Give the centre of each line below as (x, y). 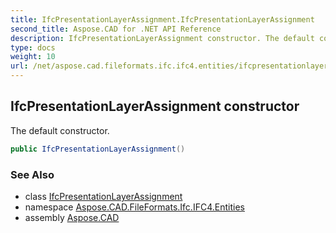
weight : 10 (33, 57)
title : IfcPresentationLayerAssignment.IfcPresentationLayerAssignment (162, 19)
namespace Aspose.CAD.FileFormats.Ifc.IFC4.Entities (134, 207)
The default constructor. (60, 130)
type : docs (33, 47)
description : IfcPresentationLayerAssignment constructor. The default (162, 38)
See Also (32, 174)
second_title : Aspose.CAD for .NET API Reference (116, 29)
